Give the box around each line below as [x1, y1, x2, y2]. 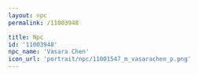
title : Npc [8, 33, 44, 41]
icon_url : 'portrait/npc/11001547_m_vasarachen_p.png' [8, 55, 192, 63]
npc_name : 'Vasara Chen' [8, 48, 90, 56]
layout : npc [8, 11, 47, 20]
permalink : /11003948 [8, 19, 79, 27]
